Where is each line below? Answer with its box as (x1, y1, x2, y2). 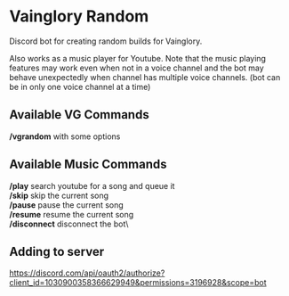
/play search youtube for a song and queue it (9, 180, 175, 191)
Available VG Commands (9, 107, 149, 122)
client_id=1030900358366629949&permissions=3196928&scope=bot (9, 277, 267, 288)
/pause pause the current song (9, 199, 124, 210)
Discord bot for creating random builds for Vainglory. (9, 36, 203, 46)
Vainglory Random (9, 6, 149, 27)
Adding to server (9, 243, 105, 259)
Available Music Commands (9, 157, 167, 172)
